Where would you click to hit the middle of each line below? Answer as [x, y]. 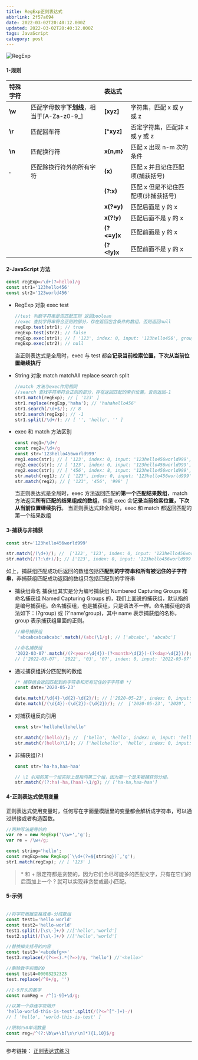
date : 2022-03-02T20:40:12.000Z [46, 22]
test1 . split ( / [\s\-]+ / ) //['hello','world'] [62, 931]
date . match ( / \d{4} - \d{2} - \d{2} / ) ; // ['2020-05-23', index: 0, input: [103, 698]
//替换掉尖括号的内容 [29, 947]
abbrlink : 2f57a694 [30, 17]
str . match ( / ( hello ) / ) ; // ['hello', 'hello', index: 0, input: [95, 738]
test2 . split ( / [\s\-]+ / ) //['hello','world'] [62, 936]
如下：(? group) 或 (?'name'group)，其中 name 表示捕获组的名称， [100, 613]
